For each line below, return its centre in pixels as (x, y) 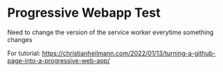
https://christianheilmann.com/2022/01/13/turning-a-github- (129, 53)
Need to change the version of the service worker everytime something (110, 32)
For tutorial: (24, 53)
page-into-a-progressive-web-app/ (59, 60)
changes (20, 39)
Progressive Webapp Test (84, 13)
